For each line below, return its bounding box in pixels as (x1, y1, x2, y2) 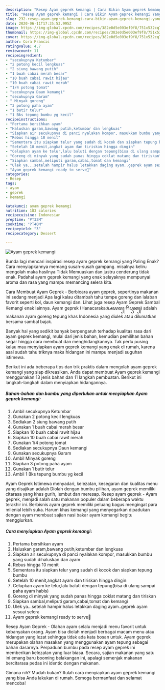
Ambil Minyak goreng (12, 455, 56, 461)
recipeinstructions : (5, 117, 48, 122)
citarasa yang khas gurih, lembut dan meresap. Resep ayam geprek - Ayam (5, 491, 157, 497)
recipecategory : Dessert (5, 231, 56, 236)
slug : (5, 16, 17, 21)
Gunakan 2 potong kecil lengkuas (12, 414, 80, 420)
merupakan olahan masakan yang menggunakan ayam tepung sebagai (5, 639, 148, 645)
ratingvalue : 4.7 (5, 44, 41, 49)
